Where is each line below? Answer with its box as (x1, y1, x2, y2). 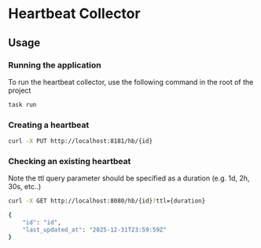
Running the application (8, 60, 101, 71)
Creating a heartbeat (8, 119, 90, 130)
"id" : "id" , (22, 218, 61, 226)
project (8, 86, 31, 95)
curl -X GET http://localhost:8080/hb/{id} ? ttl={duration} (8, 197, 206, 205)
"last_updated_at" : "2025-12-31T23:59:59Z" (22, 225, 167, 234)
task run (8, 100, 37, 108)
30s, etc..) (8, 182, 42, 191)
